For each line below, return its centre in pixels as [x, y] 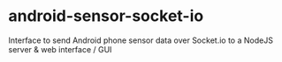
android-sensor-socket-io [106, 16]
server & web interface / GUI [60, 49]
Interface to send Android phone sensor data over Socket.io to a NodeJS [141, 40]
